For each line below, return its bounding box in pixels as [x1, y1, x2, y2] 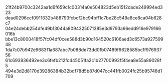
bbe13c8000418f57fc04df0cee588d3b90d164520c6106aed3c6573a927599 [5, 36, 164, 42]
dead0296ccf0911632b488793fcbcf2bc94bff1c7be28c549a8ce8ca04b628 [5, 15, 162, 20]
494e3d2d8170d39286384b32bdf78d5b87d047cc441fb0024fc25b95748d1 [5, 68, 162, 74]
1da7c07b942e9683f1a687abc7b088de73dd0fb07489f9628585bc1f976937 [5, 47, 162, 52]
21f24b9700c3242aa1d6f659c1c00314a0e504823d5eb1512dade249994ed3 [5, 4, 163, 10]
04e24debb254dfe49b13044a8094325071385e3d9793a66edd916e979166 [5, 25, 161, 31]
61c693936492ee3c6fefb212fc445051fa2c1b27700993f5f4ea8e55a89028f [5, 57, 161, 63]
